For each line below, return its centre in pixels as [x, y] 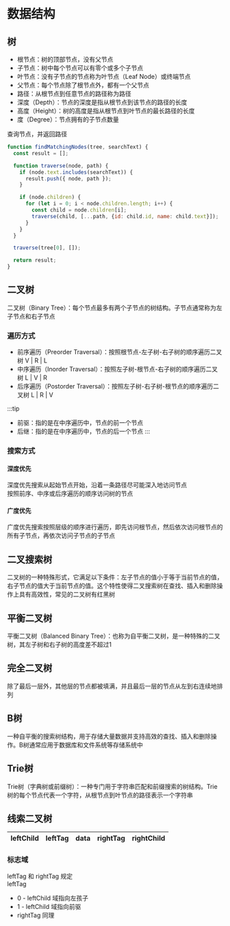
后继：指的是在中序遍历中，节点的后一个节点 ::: [84, 431]
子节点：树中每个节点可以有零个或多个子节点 [80, 68]
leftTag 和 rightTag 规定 [40, 876]
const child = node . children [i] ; [79, 210]
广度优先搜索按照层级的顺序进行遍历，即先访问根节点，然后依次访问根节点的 [115, 527]
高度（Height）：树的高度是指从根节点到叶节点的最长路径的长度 [106, 111]
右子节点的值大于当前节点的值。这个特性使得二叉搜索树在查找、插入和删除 [112, 586]
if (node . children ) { [50, 197]
